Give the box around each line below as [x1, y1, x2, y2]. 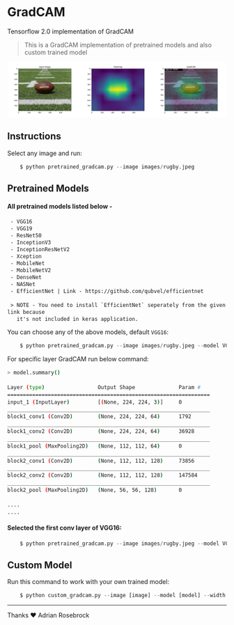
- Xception [10, 253, 42, 260]
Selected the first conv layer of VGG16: [7, 523, 122, 532]
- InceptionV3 [10, 239, 52, 246]
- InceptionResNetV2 [10, 246, 70, 253]
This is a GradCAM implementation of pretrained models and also [24, 40, 212, 49]
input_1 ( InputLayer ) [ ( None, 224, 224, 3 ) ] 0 [7, 398, 182, 406]
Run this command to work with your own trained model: [7, 578, 169, 586]
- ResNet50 [10, 232, 42, 239]
